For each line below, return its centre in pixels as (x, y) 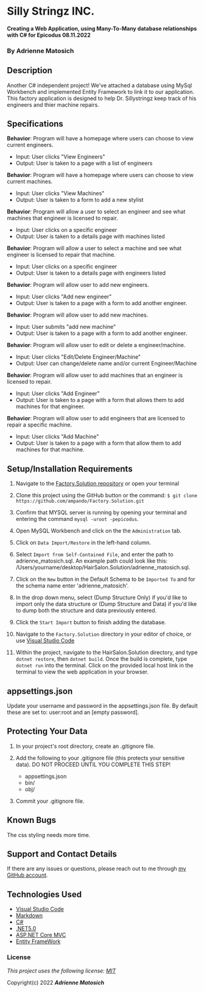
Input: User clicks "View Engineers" (60, 157)
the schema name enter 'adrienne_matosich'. (72, 586)
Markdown (29, 916)
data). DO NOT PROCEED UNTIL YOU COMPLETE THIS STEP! (93, 764)
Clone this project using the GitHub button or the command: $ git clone (106, 495)
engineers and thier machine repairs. (53, 104)
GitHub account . (27, 875)
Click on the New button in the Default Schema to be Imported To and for (105, 579)
